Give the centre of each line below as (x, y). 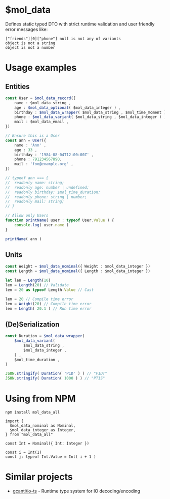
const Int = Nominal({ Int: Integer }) (47, 444)
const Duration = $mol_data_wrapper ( (45, 336)
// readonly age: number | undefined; (47, 187)
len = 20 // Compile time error (39, 299)
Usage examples (41, 68)
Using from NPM (40, 399)
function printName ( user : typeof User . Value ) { (60, 220)
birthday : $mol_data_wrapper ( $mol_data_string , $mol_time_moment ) (90, 112)
